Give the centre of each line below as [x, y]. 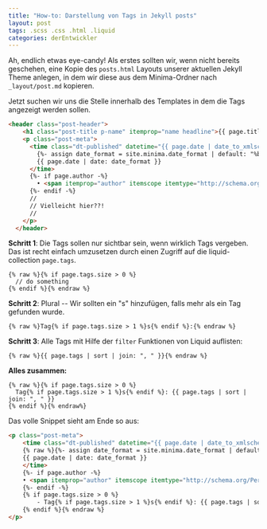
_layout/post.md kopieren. [51, 86]
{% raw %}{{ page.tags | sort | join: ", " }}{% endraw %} [108, 356]
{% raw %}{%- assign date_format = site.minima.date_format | [128, 451]
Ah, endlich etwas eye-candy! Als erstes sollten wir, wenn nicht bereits [124, 61]
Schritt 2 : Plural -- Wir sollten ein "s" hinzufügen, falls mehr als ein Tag [124, 304]
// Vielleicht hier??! [67, 206]
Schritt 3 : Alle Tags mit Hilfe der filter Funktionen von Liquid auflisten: [126, 341]
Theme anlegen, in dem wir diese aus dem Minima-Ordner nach [112, 77]
